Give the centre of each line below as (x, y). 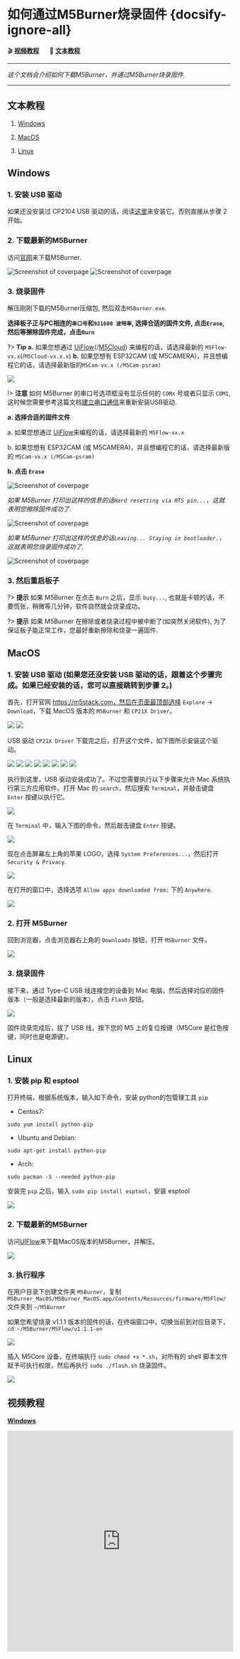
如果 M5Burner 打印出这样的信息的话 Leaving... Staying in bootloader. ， (116, 538)
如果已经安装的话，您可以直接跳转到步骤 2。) (97, 685)
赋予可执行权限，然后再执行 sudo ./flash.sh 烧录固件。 (89, 1365)
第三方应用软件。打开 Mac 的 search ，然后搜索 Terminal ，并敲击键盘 (114, 788)
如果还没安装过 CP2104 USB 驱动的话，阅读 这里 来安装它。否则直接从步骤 (114, 212)
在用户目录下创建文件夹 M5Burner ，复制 (64, 1291)
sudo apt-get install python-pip (57, 1151)
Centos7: (31, 1112)
